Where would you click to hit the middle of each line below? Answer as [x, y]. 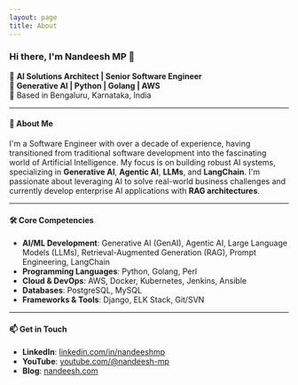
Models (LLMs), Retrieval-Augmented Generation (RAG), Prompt [139, 253]
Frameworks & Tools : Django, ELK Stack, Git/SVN [113, 300]
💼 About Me [31, 124]
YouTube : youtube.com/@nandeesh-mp [96, 362]
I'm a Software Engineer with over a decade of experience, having [130, 144]
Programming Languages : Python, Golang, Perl [110, 271]
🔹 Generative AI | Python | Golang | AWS [85, 85]
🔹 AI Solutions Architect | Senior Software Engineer [106, 76]
